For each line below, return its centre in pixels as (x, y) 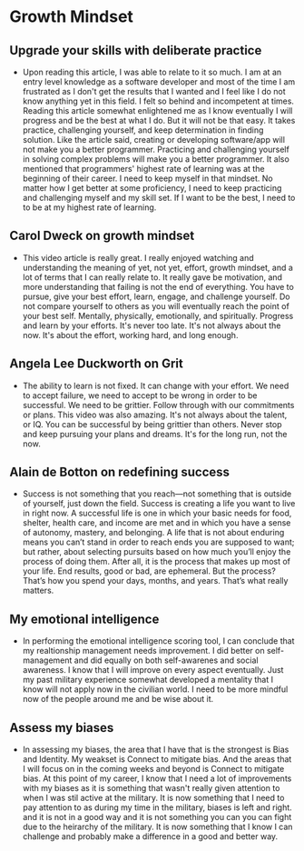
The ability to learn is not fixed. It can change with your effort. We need (156, 385)
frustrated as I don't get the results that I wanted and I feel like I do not (154, 91)
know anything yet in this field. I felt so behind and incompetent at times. (158, 101)
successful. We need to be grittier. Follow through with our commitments (158, 405)
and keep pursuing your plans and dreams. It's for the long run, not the (155, 434)
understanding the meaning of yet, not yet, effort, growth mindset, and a (157, 267)
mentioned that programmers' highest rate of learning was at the (143, 169)
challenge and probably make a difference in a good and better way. (150, 836)
